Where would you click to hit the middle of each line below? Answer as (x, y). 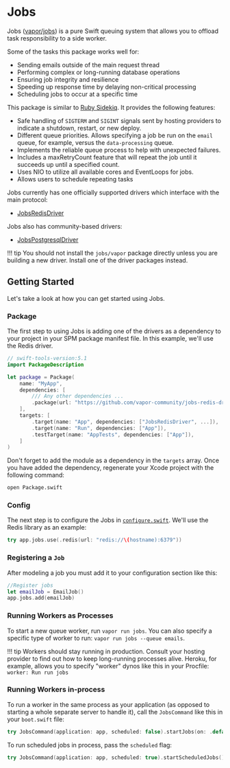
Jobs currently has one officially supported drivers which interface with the (113, 192)
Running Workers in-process (56, 690)
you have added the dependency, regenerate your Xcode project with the (111, 468)
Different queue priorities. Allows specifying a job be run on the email (115, 135)
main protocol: (27, 199)
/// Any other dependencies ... (78, 396)
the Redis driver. (30, 346)
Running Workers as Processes (60, 615)
